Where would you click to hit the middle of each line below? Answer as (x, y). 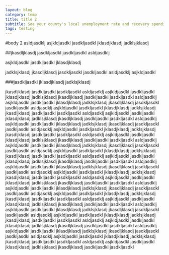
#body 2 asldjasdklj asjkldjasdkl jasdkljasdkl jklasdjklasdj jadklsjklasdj (77, 43)
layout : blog (19, 10)
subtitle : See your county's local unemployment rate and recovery (77, 24)
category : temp (21, 15)
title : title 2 (21, 19)
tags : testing (20, 29)
